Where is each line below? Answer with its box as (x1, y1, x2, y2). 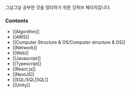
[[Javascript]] (12, 55, 41, 61)
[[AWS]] (12, 34, 29, 40)
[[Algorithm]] (12, 29, 40, 35)
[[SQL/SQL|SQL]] (12, 77, 49, 83)
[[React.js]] (12, 66, 36, 72)
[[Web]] (12, 50, 29, 56)
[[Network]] (12, 45, 37, 51)
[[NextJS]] (12, 71, 35, 77)
